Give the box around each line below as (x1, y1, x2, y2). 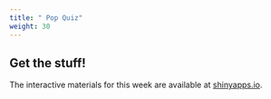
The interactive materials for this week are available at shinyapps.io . (9, 79, 263, 91)
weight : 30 (9, 22, 51, 31)
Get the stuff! (9, 55, 86, 71)
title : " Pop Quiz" (9, 13, 83, 23)
